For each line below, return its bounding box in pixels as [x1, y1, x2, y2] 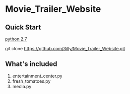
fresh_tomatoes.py [12, 78, 51, 84]
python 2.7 [5, 36, 27, 42]
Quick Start [5, 23, 41, 31]
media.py [12, 83, 32, 89]
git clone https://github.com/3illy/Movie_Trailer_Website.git [5, 46, 126, 51]
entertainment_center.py [12, 73, 63, 79]
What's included [5, 60, 58, 68]
